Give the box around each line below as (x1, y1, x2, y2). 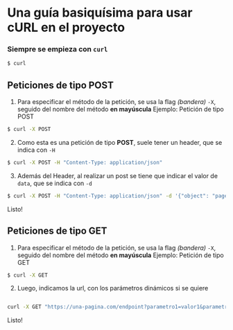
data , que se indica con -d (17, 179, 92, 187)
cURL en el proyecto (7, 19, 126, 35)
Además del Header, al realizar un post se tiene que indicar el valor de (17, 171, 218, 180)
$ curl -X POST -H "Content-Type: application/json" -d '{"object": (7, 192, 209, 199)
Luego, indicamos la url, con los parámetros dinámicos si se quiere (17, 284, 209, 293)
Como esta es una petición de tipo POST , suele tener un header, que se (17, 139, 223, 147)
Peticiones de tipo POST (7, 79, 114, 91)
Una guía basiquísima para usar (7, 5, 193, 21)
